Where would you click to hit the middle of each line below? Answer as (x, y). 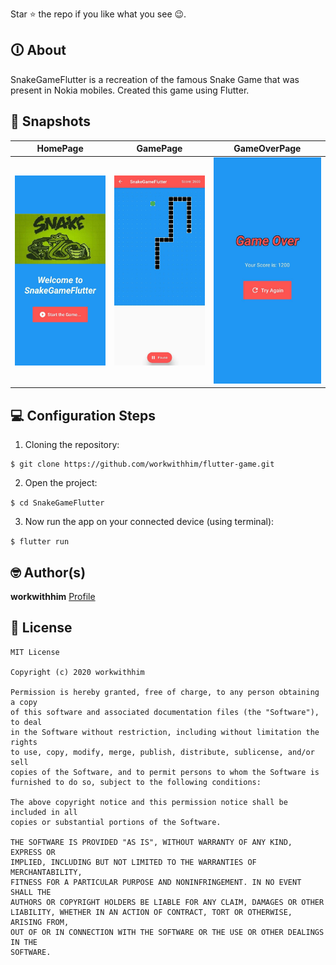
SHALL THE (31, 892)
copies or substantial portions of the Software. (116, 822)
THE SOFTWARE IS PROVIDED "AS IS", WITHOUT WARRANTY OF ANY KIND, (151, 842)
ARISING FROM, (40, 922)
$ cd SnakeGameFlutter (57, 503)
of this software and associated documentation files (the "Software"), (165, 712)
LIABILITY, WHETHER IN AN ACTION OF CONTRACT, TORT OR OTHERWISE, (151, 912)
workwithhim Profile (53, 596)
